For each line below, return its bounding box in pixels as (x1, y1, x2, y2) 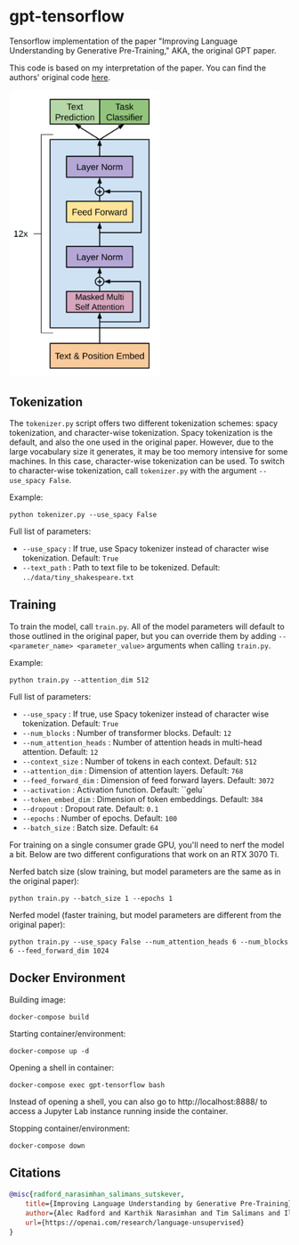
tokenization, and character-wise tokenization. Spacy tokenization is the (9, 428, 273, 438)
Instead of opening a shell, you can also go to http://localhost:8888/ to (9, 1096, 268, 1107)
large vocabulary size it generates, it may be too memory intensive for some (9, 446, 288, 457)
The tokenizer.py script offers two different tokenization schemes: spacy (9, 418, 279, 429)
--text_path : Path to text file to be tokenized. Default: (21, 562, 221, 573)
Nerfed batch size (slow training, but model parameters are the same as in (9, 866, 282, 877)
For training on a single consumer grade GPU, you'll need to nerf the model (9, 840, 285, 850)
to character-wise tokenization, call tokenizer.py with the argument (9, 465, 257, 476)
